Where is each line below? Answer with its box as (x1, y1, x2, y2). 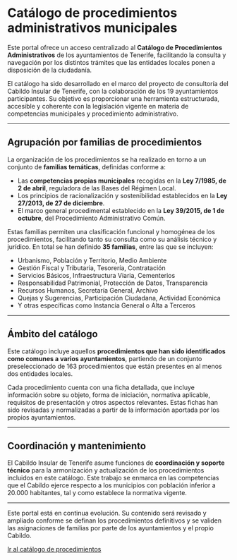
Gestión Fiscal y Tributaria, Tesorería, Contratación (17, 263, 166, 272)
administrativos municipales (7, 20, 178, 36)
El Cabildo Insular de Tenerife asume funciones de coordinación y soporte (7, 458, 225, 467)
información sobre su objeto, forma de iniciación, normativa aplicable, (7, 390, 210, 399)
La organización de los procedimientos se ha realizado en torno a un (7, 155, 207, 164)
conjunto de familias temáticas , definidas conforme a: (7, 162, 166, 171)
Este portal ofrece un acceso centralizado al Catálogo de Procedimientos (7, 43, 223, 51)
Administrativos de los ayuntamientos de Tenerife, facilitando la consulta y (7, 51, 226, 59)
